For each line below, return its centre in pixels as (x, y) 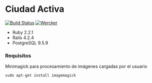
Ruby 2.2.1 (23, 32)
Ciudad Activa (35, 9)
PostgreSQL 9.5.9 (30, 42)
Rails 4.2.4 (23, 38)
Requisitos (18, 55)
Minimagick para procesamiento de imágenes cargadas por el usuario (76, 66)
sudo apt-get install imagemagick (41, 76)
